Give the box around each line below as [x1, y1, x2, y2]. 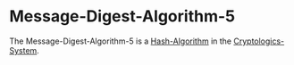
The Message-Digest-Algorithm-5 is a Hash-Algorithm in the [9, 36, 232, 46]
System [9, 45, 38, 55]
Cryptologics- [233, 36, 285, 46]
